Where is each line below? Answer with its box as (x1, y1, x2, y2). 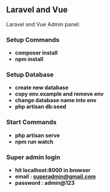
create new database (14, 84, 69, 92)
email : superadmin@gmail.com (14, 173, 96, 180)
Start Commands (6, 118, 57, 126)
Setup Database (6, 71, 54, 79)
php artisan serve (14, 132, 60, 139)
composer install (14, 49, 58, 56)
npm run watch (14, 138, 54, 145)
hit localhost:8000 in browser (14, 167, 91, 173)
